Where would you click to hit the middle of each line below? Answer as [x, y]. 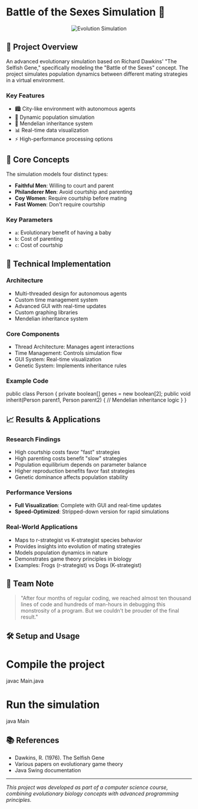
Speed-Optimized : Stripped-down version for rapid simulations [92, 512]
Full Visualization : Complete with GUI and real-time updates [88, 506]
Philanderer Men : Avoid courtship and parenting [73, 192]
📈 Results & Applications [53, 419]
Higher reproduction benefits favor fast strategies [75, 471]
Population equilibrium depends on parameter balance [81, 465]
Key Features [26, 95]
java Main [18, 721]
